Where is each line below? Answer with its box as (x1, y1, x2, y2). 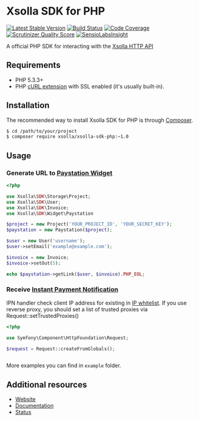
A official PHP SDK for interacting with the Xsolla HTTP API (6, 42, 153, 50)
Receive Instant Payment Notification (6, 285, 118, 294)
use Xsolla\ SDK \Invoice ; (6, 204, 69, 210)
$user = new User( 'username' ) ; (6, 238, 86, 244)
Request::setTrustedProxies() (6, 312, 79, 319)
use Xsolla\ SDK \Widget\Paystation (6, 210, 94, 217)
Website (15, 396, 36, 403)
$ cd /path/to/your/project (6, 128, 78, 134)
